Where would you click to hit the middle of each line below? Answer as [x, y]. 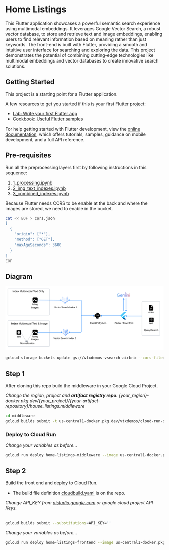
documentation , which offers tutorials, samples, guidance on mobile [75, 134]
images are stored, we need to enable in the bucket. [59, 208]
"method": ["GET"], [35, 240]
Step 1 [15, 373]
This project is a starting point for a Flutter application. [61, 94]
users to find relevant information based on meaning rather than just [76, 39]
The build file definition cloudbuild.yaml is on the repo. [69, 493]
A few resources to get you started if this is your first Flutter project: [75, 104]
